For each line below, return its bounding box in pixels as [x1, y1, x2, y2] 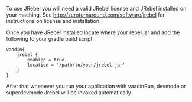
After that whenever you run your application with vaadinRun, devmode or [6, 83, 186, 90]
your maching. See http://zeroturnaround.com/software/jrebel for [6, 11, 165, 18]
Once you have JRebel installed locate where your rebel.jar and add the [6, 29, 180, 36]
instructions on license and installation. [6, 18, 101, 24]
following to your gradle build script [6, 35, 93, 42]
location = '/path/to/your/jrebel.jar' [27, 62, 126, 68]
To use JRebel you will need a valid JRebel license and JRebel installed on [6, 5, 187, 12]
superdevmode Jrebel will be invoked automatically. [6, 89, 133, 96]
